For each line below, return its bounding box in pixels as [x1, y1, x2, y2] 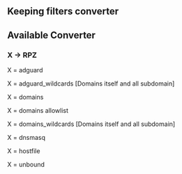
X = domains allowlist [7, 106, 68, 115]
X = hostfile [7, 147, 40, 155]
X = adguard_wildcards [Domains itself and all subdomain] [7, 79, 175, 88]
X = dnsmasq [7, 134, 46, 142]
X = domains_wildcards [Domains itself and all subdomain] [7, 120, 176, 128]
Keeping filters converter [7, 6, 119, 17]
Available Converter [7, 29, 96, 41]
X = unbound [7, 160, 45, 169]
